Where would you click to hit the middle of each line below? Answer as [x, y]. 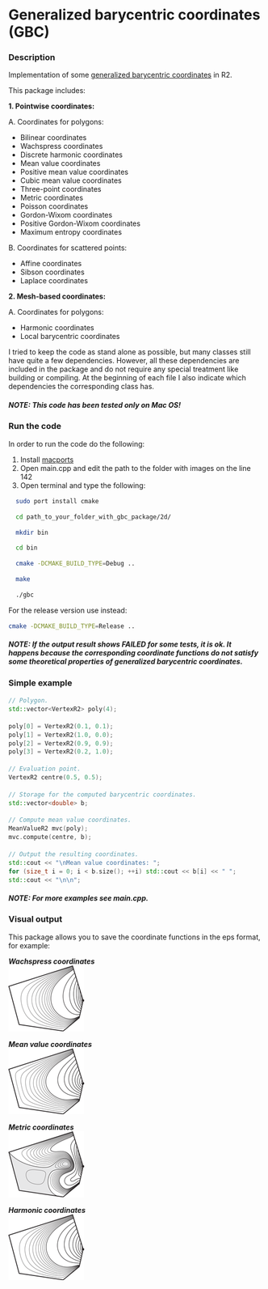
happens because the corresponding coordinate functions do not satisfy [134, 653]
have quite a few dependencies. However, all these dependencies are [124, 361]
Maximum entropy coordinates [71, 232]
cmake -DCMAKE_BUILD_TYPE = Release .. [72, 626]
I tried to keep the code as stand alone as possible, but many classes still [130, 352]
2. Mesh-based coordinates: [57, 296]
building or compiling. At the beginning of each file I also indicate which [127, 378]
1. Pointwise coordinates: [52, 106]
